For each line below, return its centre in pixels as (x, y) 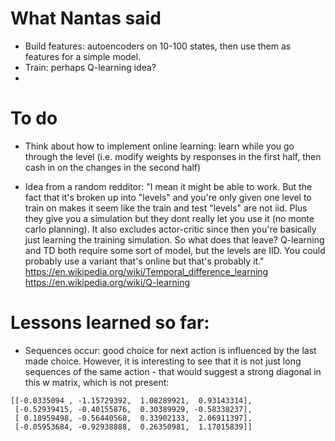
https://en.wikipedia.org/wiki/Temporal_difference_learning (146, 271)
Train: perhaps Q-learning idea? (90, 67)
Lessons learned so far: (110, 323)
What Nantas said (86, 18)
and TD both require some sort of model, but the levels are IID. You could (175, 250)
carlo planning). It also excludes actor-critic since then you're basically (170, 229)
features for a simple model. (83, 56)
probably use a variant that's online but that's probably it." (144, 261)
